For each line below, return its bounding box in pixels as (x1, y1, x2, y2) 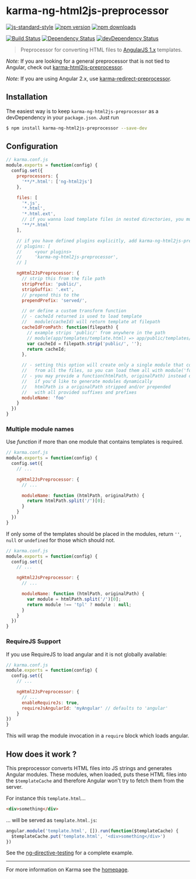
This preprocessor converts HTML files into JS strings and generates (6, 764, 172, 771)
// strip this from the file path (21, 276, 106, 282)
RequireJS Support (6, 637, 61, 645)
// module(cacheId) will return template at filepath (21, 319, 160, 325)
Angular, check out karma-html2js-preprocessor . (6, 63, 124, 71)
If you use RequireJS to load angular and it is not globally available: (6, 651, 167, 658)
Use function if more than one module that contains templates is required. (6, 438, 184, 446)
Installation (6, 92, 48, 102)
